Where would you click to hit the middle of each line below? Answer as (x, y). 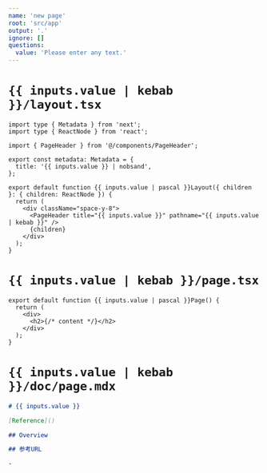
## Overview (28, 435)
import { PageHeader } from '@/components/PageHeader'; (103, 145)
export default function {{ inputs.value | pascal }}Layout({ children (130, 187)
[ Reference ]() (32, 420)
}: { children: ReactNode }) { (60, 194)
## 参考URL (25, 449)
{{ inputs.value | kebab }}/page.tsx (134, 281)
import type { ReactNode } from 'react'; (78, 131)
